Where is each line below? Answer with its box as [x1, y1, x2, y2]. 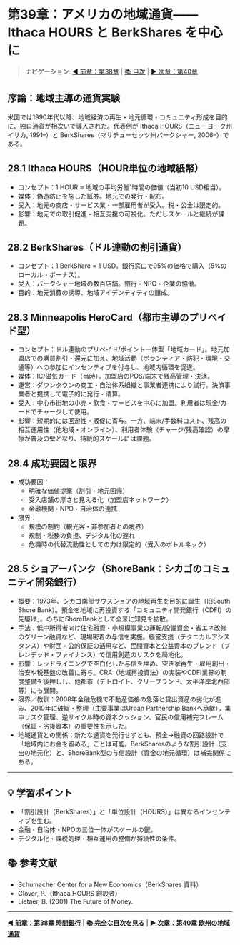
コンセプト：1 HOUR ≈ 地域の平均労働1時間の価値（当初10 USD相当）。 [17, 183, 226, 191]
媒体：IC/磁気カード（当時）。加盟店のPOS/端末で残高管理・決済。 [17, 372, 214, 381]
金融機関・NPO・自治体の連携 [28, 504, 118, 513]
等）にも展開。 [17, 686, 62, 694]
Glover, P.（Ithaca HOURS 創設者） [17, 889, 121, 898]
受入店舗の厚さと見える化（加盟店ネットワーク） [28, 496, 173, 504]
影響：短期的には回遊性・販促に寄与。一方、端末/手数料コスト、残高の [17, 416, 227, 425]
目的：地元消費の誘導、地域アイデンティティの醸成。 [17, 289, 174, 297]
